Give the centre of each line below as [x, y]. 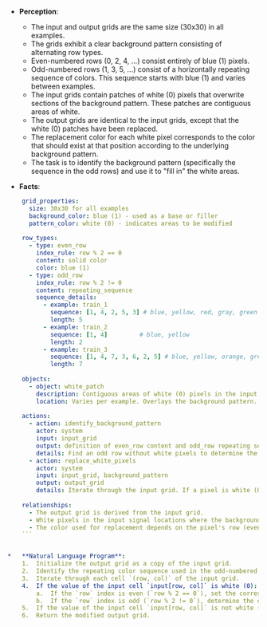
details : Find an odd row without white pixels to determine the [147, 453]
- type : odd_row [55, 275]
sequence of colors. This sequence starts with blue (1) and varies [138, 78]
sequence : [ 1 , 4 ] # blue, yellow [120, 334]
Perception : [39, 12]
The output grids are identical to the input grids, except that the [135, 120]
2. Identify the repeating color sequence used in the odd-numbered [140, 571]
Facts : [29, 186]
